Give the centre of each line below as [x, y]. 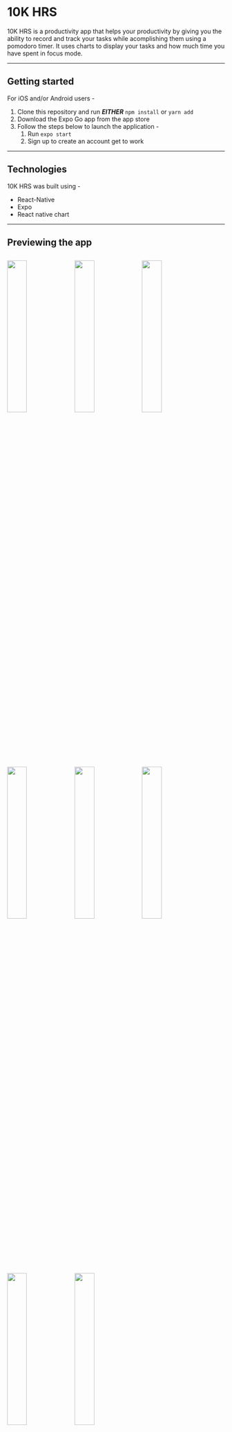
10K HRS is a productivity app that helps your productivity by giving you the [115, 31]
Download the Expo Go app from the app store [83, 119]
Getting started [41, 81]
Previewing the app [50, 242]
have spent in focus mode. [45, 53]
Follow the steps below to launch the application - [88, 126]
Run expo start [49, 134]
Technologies [37, 169]
